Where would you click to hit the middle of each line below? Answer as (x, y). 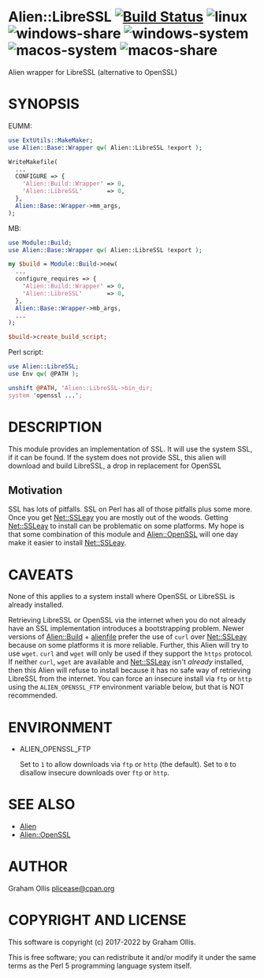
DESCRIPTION (55, 427)
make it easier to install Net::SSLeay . (67, 543)
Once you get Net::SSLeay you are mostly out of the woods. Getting (118, 518)
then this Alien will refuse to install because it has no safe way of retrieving (130, 671)
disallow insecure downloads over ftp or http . (94, 773)
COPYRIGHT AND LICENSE (97, 920)
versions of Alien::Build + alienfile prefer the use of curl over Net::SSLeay (128, 637)
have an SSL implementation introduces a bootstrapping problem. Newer (126, 628)
